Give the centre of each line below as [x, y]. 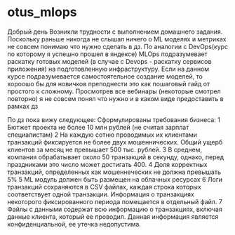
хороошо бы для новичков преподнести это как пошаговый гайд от [109, 83]
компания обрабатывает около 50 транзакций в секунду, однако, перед [116, 157]
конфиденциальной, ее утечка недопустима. [74, 224]
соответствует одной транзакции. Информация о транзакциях [101, 194]
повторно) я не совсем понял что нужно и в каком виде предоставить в [115, 98]
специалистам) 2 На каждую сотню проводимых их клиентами [102, 135]
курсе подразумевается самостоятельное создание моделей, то [105, 76]
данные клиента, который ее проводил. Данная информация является [113, 216]
